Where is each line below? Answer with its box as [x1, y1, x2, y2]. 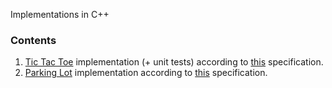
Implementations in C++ [10, 9, 110, 20]
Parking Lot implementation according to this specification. [24, 67, 268, 79]
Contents [10, 33, 57, 47]
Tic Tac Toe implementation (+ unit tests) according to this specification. [24, 56, 324, 68]
